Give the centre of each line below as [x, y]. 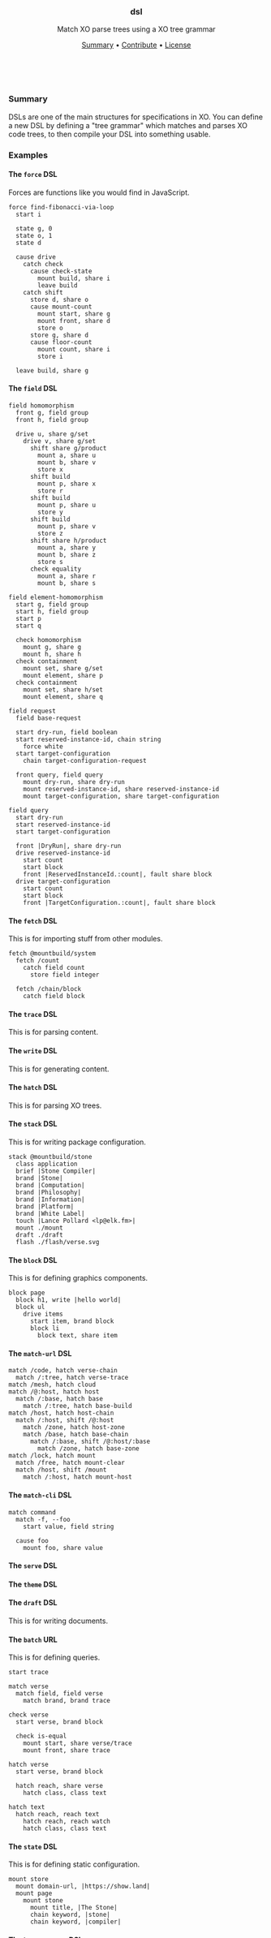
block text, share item [77, 1336]
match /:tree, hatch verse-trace [72, 1378]
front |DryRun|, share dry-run [69, 846]
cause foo [32, 1540]
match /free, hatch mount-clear [71, 1463]
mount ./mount [39, 1228]
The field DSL [33, 389]
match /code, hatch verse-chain [63, 1371]
